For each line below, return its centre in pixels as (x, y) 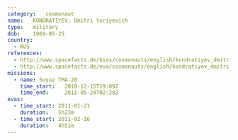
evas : (15, 100)
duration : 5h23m (47, 112)
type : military (33, 27)
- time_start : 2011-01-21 (52, 106)
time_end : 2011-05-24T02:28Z (69, 93)
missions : (22, 73)
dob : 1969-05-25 (36, 34)
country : (20, 40)
